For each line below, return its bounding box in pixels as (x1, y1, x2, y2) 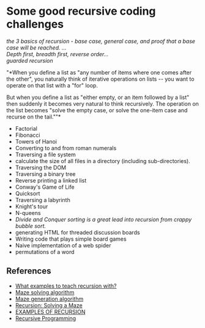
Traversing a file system (15, 151, 76, 158)
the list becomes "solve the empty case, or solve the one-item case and (6, 106, 188, 114)
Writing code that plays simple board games (15, 235, 127, 242)
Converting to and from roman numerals (15, 144, 117, 151)
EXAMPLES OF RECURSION (15, 308, 86, 315)
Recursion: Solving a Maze (15, 301, 83, 309)
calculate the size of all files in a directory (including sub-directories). (15, 157, 191, 164)
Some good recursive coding (6, 4, 156, 18)
